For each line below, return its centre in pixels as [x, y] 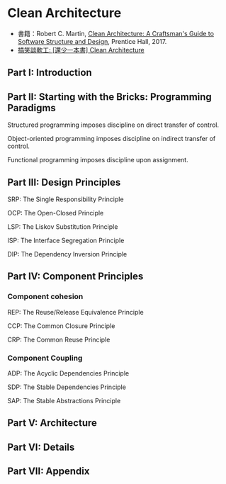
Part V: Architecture [52, 423]
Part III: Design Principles [64, 182]
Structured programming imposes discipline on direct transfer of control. [113, 125]
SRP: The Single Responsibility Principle [66, 199]
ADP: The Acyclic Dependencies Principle [68, 373]
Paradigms [32, 108]
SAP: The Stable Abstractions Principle [64, 400]
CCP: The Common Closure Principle [61, 326]
